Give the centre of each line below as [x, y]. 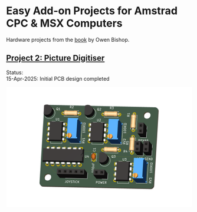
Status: [15, 72]
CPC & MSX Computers [64, 23]
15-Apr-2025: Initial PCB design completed [58, 78]
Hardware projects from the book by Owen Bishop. [68, 39]
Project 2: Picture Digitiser [55, 58]
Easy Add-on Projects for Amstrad [92, 11]
